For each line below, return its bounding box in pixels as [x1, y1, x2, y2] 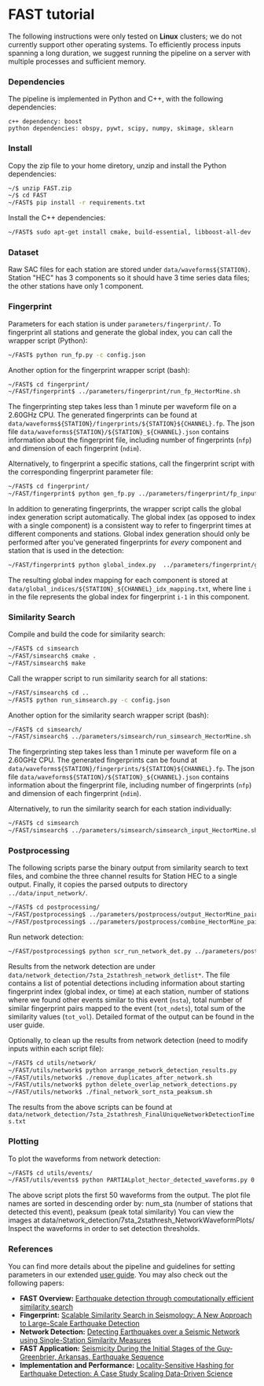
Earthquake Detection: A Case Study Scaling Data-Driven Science [19, 1369, 233, 1378]
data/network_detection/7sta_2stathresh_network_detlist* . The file [8, 970, 230, 979]
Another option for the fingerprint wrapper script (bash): [8, 365, 190, 374]
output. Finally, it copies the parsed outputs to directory [8, 879, 189, 890]
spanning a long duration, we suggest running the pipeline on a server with [8, 48, 251, 57]
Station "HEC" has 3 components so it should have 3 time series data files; [8, 273, 250, 282]
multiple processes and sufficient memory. [8, 57, 147, 66]
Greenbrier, [19, 1351, 57, 1362]
